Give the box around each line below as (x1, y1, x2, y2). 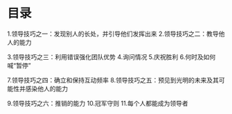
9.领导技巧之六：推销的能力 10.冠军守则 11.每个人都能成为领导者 (7, 99, 188, 107)
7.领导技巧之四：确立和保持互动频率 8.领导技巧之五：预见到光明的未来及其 (7, 76, 220, 84)
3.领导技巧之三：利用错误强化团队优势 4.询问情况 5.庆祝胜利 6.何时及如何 (7, 52, 216, 61)
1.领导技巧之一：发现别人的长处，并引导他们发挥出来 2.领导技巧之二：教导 (7, 30, 220, 38)
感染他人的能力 (25, 84, 68, 93)
